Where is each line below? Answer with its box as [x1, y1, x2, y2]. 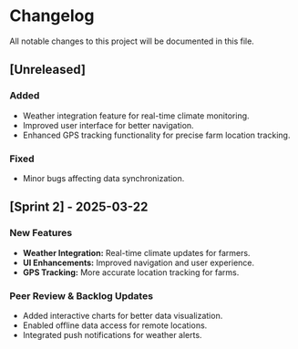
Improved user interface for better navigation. [22, 119, 194, 130]
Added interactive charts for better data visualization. [22, 310, 223, 321]
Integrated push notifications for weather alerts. [22, 329, 202, 340]
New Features [9, 227, 73, 240]
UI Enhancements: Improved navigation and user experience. [22, 257, 255, 268]
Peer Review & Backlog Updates [9, 289, 153, 302]
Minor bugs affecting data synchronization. [22, 172, 185, 183]
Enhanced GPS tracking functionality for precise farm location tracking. [22, 129, 291, 140]
